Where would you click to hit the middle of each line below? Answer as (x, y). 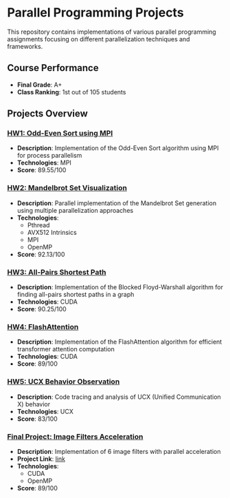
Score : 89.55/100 (42, 170)
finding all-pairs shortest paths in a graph (76, 295)
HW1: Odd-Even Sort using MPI (60, 134)
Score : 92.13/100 (41, 254)
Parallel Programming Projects (95, 13)
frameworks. (25, 46)
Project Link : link (41, 459)
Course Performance (53, 68)
